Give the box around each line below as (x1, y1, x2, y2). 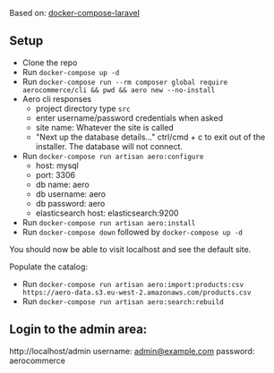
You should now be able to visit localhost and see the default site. (9, 243, 252, 254)
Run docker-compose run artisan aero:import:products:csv (21, 278, 244, 289)
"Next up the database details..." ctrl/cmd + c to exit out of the (35, 131, 266, 142)
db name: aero (35, 179, 90, 190)
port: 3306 (35, 169, 76, 180)
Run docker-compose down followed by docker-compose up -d (21, 226, 244, 237)
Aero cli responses (21, 93, 92, 104)
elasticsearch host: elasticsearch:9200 (35, 208, 179, 218)
